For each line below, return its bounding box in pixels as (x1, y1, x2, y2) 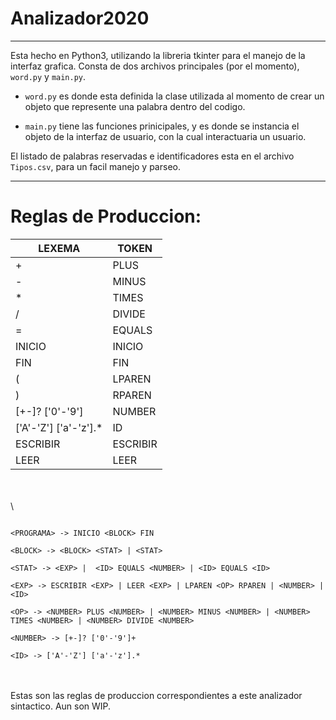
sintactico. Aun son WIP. (10, 700, 112, 712)
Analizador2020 (10, 7, 150, 30)
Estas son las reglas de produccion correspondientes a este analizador (10, 689, 303, 701)
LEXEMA (38, 241, 81, 255)
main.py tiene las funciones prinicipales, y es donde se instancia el (24, 120, 300, 132)
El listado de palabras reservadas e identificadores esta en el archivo (10, 150, 295, 162)
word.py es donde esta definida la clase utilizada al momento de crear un (24, 90, 325, 102)
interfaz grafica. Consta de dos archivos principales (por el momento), (10, 60, 300, 72)
